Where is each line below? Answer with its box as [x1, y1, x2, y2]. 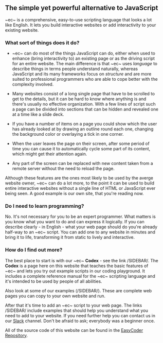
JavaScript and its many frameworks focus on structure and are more [12, 71, 152, 77]
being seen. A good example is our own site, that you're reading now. [5, 191, 144, 197]
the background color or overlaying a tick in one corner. [12, 131, 124, 137]
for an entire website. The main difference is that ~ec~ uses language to [12, 61, 158, 67]
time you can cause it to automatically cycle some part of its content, [12, 146, 151, 152]
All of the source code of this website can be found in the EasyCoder [5, 327, 144, 333]
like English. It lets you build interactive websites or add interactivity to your [5, 22, 156, 28]
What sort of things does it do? [5, 39, 80, 46]
